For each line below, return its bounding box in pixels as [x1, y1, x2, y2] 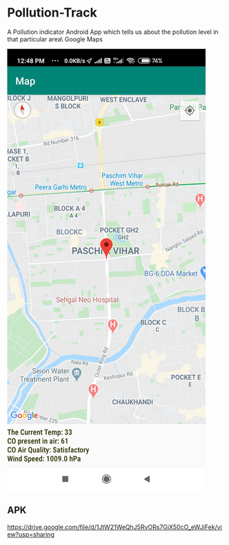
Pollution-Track [7, 5, 98, 21]
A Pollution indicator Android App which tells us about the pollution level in [7, 28, 219, 36]
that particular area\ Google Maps [7, 35, 103, 43]
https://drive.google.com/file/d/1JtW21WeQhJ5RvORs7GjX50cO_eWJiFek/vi [7, 523, 222, 531]
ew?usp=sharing [7, 530, 55, 538]
